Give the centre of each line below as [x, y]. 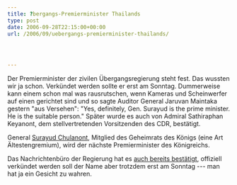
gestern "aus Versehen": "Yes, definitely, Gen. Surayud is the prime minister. [119, 109]
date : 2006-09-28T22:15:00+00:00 [57, 27]
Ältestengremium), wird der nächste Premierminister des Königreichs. [109, 145]
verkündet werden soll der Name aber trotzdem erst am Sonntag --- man [114, 167]
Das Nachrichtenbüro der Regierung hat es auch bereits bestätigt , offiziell [115, 159]
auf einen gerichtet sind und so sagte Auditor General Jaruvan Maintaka [112, 101]
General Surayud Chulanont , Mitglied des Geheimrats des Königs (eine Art [115, 138]
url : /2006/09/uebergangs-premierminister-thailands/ [88, 34]
